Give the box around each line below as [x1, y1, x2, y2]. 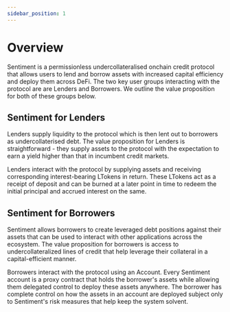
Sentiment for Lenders [7, 112, 105, 123]
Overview [7, 39, 64, 55]
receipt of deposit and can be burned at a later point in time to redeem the [7, 180, 217, 188]
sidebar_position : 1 [7, 10, 67, 17]
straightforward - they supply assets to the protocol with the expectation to [7, 145, 220, 153]
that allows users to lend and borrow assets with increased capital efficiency [7, 70, 224, 78]
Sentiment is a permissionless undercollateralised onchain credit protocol [7, 63, 215, 71]
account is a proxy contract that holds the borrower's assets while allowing [7, 275, 220, 284]
